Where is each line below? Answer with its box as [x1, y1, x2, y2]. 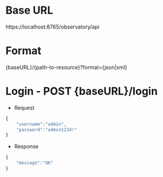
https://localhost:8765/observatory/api [5, 23, 100, 30]
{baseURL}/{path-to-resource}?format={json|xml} [5, 64, 128, 71]
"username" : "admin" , [16, 121, 67, 127]
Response [14, 143, 39, 150]
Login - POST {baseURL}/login [5, 84, 158, 98]
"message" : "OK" [16, 160, 54, 166]
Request [14, 104, 35, 111]
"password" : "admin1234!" [16, 127, 77, 132]
